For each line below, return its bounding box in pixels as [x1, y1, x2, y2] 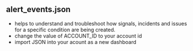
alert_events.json [6, 5, 71, 14]
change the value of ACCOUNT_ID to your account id [14, 32, 142, 39]
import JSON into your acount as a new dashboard [14, 38, 137, 45]
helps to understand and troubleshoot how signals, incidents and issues [14, 20, 188, 27]
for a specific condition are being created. [14, 26, 115, 33]
